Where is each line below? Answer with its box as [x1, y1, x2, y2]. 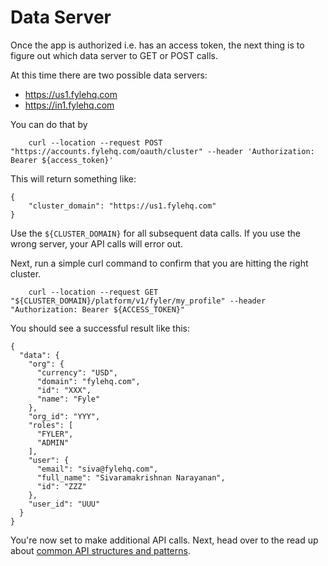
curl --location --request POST [28, 137, 163, 148]
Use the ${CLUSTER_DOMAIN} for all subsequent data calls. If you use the [10, 227, 301, 239]
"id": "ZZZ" [36, 481, 87, 491]
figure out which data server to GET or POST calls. [10, 49, 218, 61]
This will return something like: [10, 172, 137, 185]
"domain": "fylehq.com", [36, 376, 141, 386]
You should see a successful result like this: [10, 322, 191, 334]
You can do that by [10, 118, 88, 130]
